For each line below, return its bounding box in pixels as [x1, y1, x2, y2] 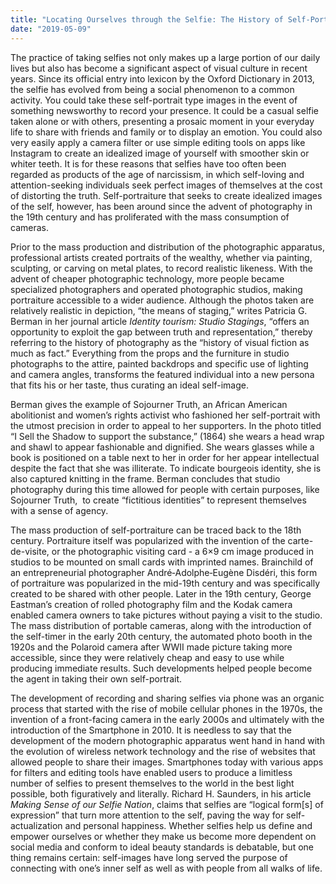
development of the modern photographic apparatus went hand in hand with [10, 734, 325, 746]
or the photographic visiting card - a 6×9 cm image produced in [51, 545, 315, 557]
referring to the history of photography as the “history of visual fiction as [10, 336, 310, 348]
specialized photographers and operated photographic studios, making [10, 283, 303, 295]
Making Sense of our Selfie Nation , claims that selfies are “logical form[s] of [10, 798, 324, 810]
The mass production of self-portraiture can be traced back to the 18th [10, 524, 302, 536]
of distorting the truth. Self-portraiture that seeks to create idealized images [10, 189, 323, 201]
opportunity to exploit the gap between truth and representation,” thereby [10, 326, 313, 338]
